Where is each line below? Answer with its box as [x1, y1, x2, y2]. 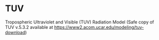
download [5, 29, 26, 35]
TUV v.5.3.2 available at [5, 24, 53, 30]
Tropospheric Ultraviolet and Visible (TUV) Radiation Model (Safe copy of [5, 19, 155, 25]
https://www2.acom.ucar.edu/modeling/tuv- [54, 24, 144, 30]
